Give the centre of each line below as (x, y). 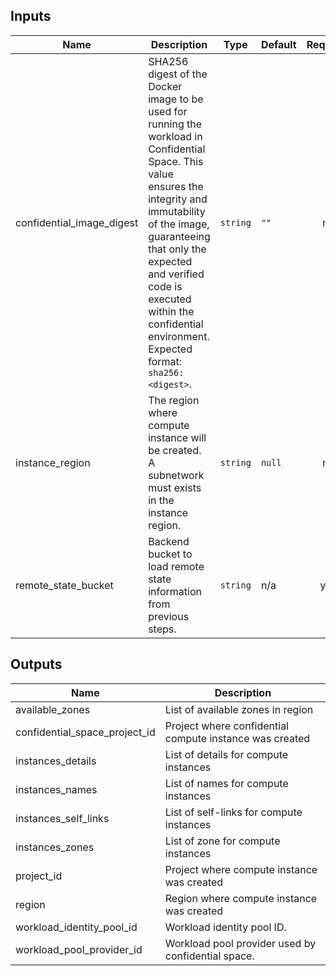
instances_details (56, 761)
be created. (175, 450)
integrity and (178, 199)
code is (165, 286)
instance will (177, 437)
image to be (176, 99)
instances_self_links (62, 818)
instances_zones (55, 847)
